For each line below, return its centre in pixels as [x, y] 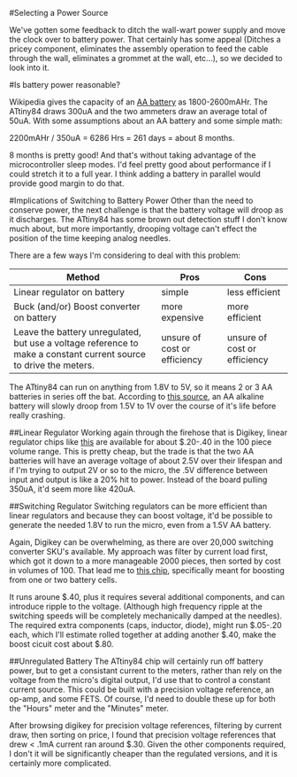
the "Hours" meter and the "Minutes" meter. [89, 708]
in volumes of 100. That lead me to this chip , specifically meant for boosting [147, 570]
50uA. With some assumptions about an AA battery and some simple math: [146, 120]
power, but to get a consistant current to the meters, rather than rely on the [146, 671]
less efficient [254, 292]
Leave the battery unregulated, [77, 332]
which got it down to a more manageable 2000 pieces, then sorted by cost [145, 561]
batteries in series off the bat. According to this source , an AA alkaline [137, 396]
